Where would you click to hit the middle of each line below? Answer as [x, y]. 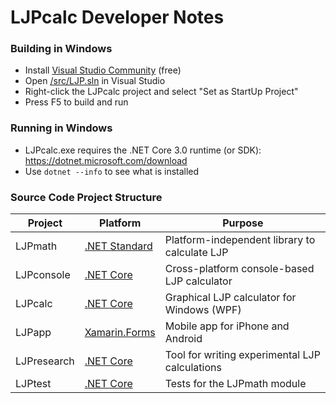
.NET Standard [118, 246]
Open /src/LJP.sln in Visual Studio [95, 81]
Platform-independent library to [240, 240]
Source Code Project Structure [86, 197]
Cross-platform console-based [239, 269]
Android [183, 339]
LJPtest [33, 384]
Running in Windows [61, 128]
